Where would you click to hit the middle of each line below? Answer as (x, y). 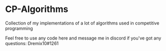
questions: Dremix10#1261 (32, 43)
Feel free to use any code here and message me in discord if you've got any (83, 38)
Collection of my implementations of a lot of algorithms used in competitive (82, 23)
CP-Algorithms (37, 9)
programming (19, 28)
